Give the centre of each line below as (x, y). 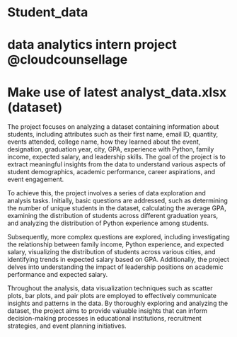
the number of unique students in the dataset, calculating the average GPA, (117, 208)
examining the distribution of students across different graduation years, (113, 216)
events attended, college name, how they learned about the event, (104, 142)
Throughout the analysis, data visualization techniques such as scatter (110, 288)
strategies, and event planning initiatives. (67, 326)
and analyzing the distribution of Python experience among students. (108, 223)
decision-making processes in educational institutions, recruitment (104, 319)
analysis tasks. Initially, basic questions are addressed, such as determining (118, 201)
